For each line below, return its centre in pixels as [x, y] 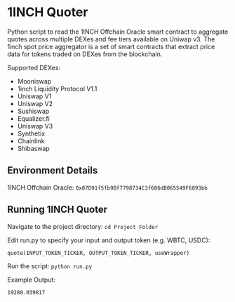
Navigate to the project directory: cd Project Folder [83, 226]
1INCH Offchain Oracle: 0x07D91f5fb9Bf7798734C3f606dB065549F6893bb [108, 188]
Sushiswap [33, 111]
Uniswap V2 [35, 103]
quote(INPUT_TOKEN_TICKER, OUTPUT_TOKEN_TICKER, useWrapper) [99, 253]
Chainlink [31, 140]
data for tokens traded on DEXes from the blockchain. [85, 54]
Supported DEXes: [34, 67]
